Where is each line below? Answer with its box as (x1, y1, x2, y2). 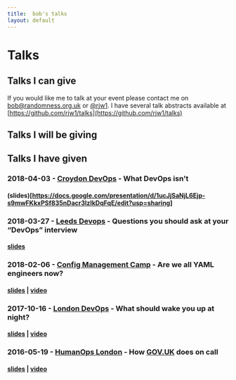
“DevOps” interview (7, 225, 78, 235)
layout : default (7, 17, 55, 24)
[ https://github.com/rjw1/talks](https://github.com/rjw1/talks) (7, 108, 183, 117)
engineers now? (7, 268, 64, 278)
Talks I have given (7, 152, 88, 165)
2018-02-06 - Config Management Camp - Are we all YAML (7, 260, 214, 270)
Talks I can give (7, 75, 77, 87)
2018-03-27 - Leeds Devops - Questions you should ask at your (7, 216, 229, 225)
